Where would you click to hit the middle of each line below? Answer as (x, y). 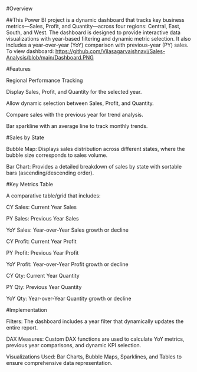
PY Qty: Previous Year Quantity (44, 287)
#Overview (19, 9)
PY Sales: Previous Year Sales (42, 218)
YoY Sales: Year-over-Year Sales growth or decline (67, 230)
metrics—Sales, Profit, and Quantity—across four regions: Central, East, (93, 26)
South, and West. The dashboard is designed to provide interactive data (93, 32)
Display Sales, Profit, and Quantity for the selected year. (74, 92)
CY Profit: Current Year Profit (41, 241)
